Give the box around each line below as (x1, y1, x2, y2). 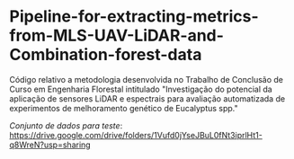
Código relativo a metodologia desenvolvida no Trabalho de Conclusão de (9, 74, 283, 84)
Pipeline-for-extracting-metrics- (9, 6, 259, 27)
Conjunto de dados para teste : (9, 119, 123, 131)
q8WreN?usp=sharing (9, 139, 92, 150)
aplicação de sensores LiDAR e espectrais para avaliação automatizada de (9, 93, 286, 104)
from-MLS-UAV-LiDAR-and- (9, 25, 225, 46)
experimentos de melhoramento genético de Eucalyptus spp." (9, 102, 238, 113)
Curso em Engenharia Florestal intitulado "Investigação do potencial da (9, 84, 272, 94)
